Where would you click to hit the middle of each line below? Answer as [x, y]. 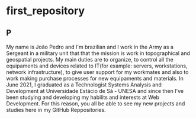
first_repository [45, 11]
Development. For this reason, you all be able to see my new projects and [96, 104]
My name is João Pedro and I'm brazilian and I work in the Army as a [90, 47]
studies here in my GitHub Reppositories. [56, 110]
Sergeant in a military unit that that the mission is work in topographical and [98, 53]
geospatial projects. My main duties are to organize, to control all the [90, 59]
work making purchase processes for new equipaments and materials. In [95, 78]
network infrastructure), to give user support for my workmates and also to [97, 72]
